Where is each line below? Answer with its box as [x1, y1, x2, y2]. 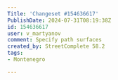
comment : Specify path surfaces [7, 36, 102, 44]
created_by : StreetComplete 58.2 [7, 43, 105, 50]
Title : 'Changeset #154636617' [7, 10, 99, 18]
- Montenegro [7, 56, 46, 63]
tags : [7, 50, 23, 57]
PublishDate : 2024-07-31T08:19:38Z [7, 17, 112, 24]
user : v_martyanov [7, 29, 61, 37]
